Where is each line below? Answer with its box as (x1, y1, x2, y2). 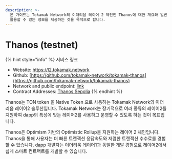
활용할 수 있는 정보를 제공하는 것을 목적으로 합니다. (10, 17, 106, 22)
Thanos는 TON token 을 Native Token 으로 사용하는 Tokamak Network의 (5, 99, 155, 105)
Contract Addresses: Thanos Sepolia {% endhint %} (12, 88, 123, 95)
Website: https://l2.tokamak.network (12, 67, 90, 73)
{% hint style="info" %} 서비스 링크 (5, 57, 78, 63)
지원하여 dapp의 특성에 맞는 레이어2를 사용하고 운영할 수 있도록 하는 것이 (5, 112, 152, 118)
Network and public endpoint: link (12, 83, 84, 89)
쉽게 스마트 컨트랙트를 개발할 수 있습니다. (5, 148, 88, 154)
